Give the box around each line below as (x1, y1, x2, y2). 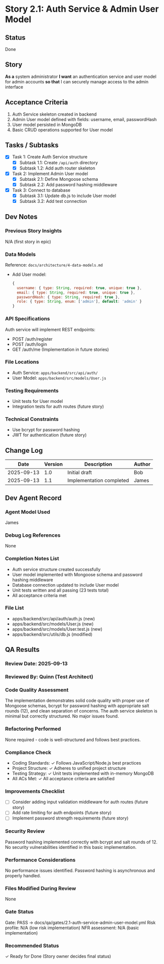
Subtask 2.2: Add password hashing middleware (19, 181, 117, 187)
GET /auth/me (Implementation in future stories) (12, 346, 109, 352)
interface (5, 84, 23, 90)
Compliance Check (5, 749, 51, 756)
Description (84, 461, 113, 468)
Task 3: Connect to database (12, 187, 70, 193)
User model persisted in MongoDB (12, 122, 82, 127)
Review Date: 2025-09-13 (5, 660, 68, 667)
